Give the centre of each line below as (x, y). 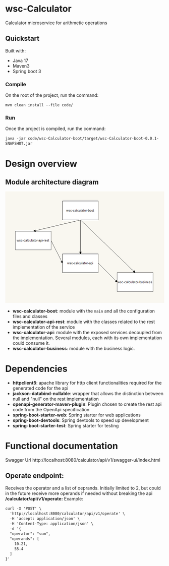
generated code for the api (40, 388)
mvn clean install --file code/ (39, 105)
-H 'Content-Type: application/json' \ (52, 524)
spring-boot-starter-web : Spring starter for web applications (77, 415)
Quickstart (22, 39)
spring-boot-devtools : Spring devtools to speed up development (80, 420)
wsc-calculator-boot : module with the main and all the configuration (84, 311)
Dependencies (36, 369)
